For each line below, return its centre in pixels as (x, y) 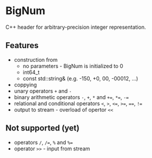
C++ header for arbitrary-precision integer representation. (76, 27)
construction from (36, 59)
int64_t (31, 72)
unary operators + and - (43, 91)
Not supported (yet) (43, 128)
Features (22, 46)
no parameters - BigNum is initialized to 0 (73, 66)
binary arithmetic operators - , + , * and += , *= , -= (71, 97)
